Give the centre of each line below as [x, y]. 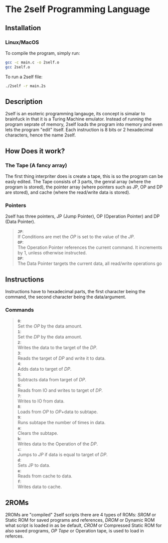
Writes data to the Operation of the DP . [58, 444]
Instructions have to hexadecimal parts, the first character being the [75, 292]
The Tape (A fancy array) [36, 165]
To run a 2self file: [24, 77]
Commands [20, 310]
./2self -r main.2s [26, 86]
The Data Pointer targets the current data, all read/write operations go [90, 263]
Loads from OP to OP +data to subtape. [58, 412]
